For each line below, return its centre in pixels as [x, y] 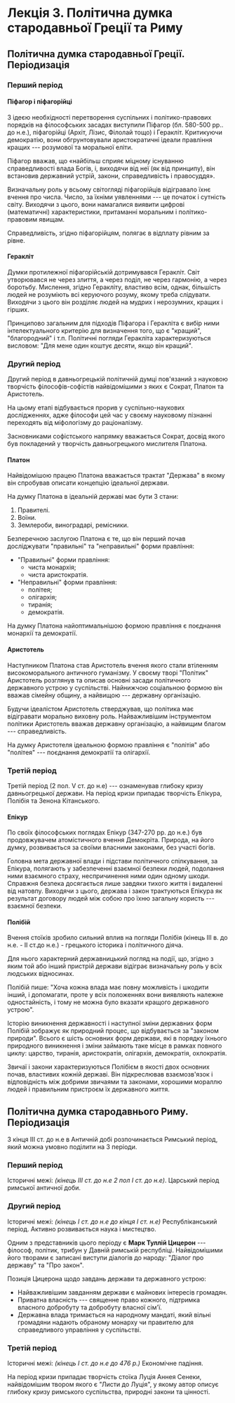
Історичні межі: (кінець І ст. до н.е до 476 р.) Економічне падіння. [105, 1364]
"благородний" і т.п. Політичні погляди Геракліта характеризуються [109, 338]
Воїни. [27, 518]
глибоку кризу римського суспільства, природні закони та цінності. [109, 1392]
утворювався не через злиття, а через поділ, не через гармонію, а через [117, 279]
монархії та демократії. [42, 633]
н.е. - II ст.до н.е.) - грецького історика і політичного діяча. [95, 945]
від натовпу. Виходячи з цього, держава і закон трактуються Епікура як [115, 891]
